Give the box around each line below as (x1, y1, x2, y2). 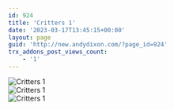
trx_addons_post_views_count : (8, 48, 108, 56)
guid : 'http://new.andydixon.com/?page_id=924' (8, 41, 168, 49)
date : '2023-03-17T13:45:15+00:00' (8, 26, 126, 34)
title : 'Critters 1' (8, 19, 77, 27)
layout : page (8, 33, 51, 42)
